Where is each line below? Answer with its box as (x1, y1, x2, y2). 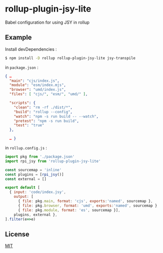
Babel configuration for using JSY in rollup (5, 19, 90, 25)
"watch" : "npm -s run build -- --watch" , (14, 114, 98, 119)
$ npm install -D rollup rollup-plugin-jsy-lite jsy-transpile (5, 56, 136, 60)
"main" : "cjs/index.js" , (9, 78, 60, 83)
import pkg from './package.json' (5, 154, 75, 159)
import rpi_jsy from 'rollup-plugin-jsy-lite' (5, 159, 101, 164)
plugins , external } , (14, 212, 57, 217)
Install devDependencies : (5, 46, 57, 52)
